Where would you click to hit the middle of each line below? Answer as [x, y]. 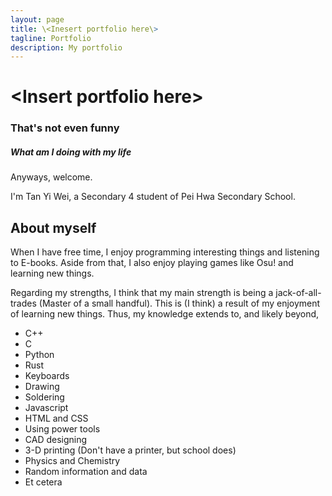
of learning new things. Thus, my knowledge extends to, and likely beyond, [165, 314]
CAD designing [56, 440]
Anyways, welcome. [51, 177]
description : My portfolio [66, 47]
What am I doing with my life [71, 152]
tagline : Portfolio [51, 38]
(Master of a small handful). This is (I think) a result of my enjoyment [179, 303]
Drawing [42, 387]
